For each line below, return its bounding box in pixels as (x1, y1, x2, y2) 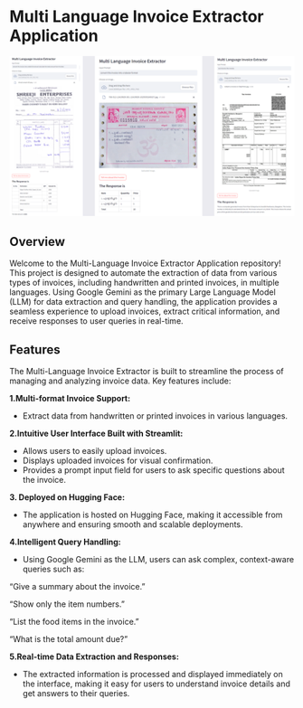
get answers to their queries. (22, 688, 130, 699)
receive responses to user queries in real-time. (9, 316, 184, 326)
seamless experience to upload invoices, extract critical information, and (9, 306, 280, 317)
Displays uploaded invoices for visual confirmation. (22, 455, 213, 467)
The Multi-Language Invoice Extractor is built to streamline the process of (9, 366, 285, 377)
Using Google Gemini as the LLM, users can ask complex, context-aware (22, 554, 295, 565)
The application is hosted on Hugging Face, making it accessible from (22, 509, 283, 521)
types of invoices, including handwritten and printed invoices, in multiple (9, 278, 279, 288)
